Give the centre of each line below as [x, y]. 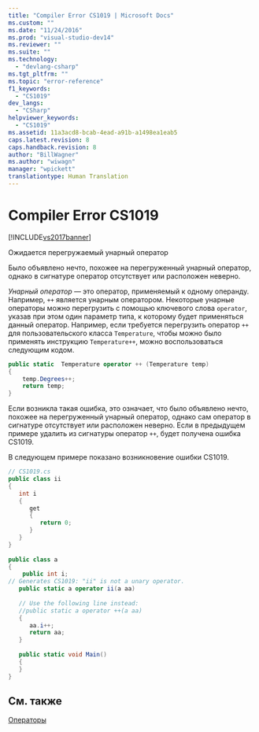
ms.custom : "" [31, 23]
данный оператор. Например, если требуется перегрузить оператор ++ [129, 324]
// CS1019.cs [30, 472]
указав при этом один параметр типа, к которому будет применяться [126, 316]
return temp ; [44, 386]
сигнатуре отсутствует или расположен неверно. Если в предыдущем [127, 425]
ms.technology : [33, 60]
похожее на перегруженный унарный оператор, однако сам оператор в [129, 417]
